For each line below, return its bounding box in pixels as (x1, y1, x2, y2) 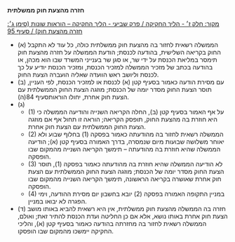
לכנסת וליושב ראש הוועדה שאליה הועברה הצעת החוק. (17, 70, 159, 79)
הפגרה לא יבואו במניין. (27, 197, 88, 206)
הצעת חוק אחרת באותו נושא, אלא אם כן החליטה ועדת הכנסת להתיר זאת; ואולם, (17, 212, 228, 220)
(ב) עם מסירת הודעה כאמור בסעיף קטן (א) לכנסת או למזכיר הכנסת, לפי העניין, (17, 78, 224, 86)
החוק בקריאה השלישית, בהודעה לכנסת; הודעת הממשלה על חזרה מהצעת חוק (17, 48, 221, 56)
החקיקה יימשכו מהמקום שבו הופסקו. (17, 227, 114, 235)
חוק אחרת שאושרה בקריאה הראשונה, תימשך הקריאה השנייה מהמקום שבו (27, 175, 222, 183)
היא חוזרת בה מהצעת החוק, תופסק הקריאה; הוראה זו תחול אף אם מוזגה (27, 115, 217, 123)
